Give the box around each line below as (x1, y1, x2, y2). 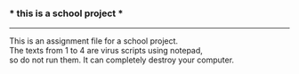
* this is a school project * (9, 7, 124, 20)
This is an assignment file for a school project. (9, 36, 179, 46)
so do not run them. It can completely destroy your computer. (9, 54, 234, 65)
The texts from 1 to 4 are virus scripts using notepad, (9, 45, 203, 56)
